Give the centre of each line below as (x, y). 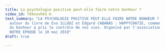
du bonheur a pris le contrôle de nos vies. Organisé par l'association (85, 28)
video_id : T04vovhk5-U (28, 14)
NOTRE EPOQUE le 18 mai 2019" (40, 32)
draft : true (17, 37)
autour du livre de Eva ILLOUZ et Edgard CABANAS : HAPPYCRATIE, (78, 23)
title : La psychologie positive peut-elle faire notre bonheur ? (73, 9)
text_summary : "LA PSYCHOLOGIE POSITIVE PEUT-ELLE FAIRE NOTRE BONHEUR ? (82, 18)
